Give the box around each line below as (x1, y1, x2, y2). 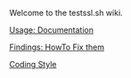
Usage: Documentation (9, 25, 94, 35)
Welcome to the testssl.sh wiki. (9, 8, 123, 18)
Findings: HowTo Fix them (9, 42, 105, 52)
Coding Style (9, 59, 57, 69)
